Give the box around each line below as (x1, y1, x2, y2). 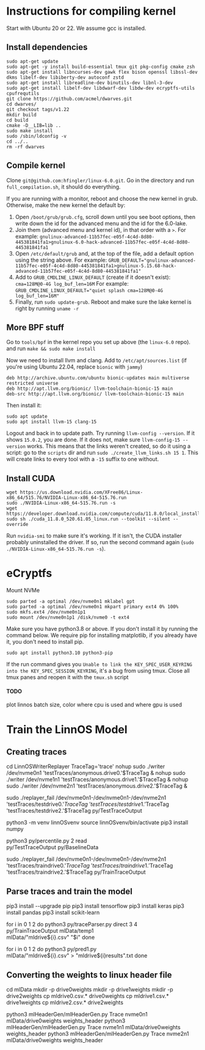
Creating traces (6, 746, 67, 757)
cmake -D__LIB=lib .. (6, 122, 62, 129)
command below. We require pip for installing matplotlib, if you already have (6, 631, 197, 639)
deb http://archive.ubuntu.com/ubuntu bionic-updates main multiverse (6, 375, 190, 381)
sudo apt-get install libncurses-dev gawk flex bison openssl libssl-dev (6, 69, 198, 75)
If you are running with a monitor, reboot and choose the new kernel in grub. (6, 195, 198, 202)
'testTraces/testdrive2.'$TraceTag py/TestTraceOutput (6, 807, 142, 814)
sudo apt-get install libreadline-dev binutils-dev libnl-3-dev (6, 79, 173, 86)
